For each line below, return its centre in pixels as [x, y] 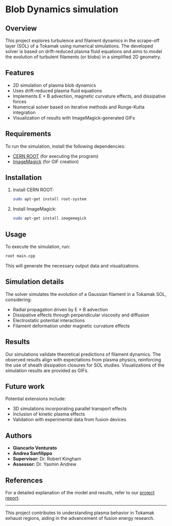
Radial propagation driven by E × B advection [60, 309]
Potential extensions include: [36, 399]
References [24, 480]
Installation [24, 178]
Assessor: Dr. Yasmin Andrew [45, 464]
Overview [21, 28]
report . [13, 498]
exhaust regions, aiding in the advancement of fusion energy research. [80, 518]
